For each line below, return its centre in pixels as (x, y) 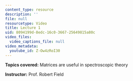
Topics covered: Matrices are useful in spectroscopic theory (67, 65)
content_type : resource (29, 10)
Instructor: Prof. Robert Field (34, 74)
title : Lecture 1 (23, 28)
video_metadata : (22, 46)
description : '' (22, 14)
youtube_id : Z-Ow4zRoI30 (35, 51)
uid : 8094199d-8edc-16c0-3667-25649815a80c (50, 32)
